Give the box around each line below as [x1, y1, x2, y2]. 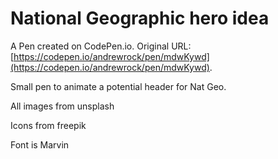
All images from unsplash [10, 100, 115, 112]
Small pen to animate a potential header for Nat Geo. [10, 80, 227, 92]
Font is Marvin [10, 138, 70, 151]
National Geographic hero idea [10, 7, 270, 30]
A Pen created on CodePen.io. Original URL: [10, 40, 192, 52]
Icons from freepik [10, 119, 87, 131]
